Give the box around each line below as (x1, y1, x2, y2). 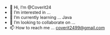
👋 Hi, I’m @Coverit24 (9, 5, 52, 10)
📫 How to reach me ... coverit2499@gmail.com (9, 25, 105, 30)
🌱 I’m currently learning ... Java (9, 15, 72, 20)
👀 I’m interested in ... (9, 9, 51, 15)
